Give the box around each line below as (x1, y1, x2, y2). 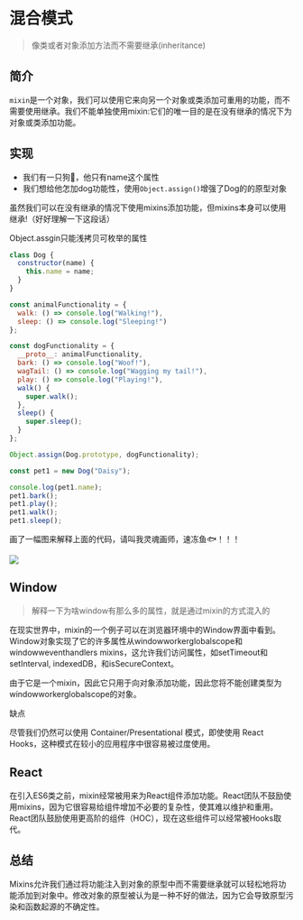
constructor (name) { (17, 259, 95, 268)
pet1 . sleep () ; (9, 516, 63, 526)
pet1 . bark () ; (9, 491, 59, 501)
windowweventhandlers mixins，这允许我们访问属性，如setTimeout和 (9, 647, 269, 658)
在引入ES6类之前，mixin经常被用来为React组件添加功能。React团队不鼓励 (9, 790, 284, 801)
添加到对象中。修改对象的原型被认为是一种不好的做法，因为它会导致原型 (16, 889, 286, 900)
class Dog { (9, 250, 54, 260)
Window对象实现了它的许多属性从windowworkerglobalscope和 (9, 635, 243, 646)
